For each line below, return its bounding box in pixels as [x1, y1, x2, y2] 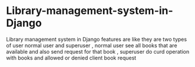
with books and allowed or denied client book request [6, 54, 137, 61]
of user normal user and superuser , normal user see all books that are [6, 42, 178, 49]
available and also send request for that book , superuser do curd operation [6, 48, 190, 55]
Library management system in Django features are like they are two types [6, 36, 187, 43]
